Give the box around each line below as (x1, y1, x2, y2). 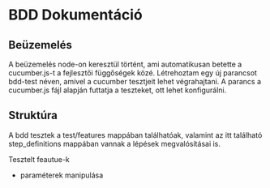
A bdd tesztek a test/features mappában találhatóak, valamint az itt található (8, 130, 263, 139)
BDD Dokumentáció (8, 6, 144, 24)
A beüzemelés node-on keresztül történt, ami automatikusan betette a (8, 59, 242, 69)
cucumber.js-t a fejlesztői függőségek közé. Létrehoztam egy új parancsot (8, 68, 258, 78)
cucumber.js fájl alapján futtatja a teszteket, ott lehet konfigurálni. (8, 85, 227, 95)
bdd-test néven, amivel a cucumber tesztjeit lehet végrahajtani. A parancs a (8, 77, 262, 86)
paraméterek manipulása (19, 170, 104, 180)
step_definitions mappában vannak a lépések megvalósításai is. (8, 139, 221, 148)
